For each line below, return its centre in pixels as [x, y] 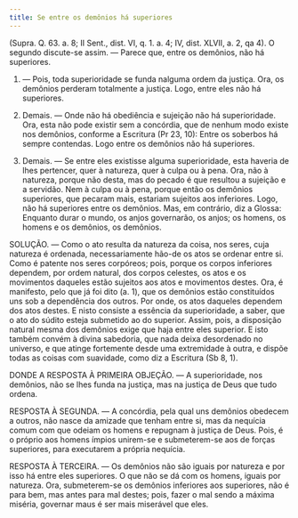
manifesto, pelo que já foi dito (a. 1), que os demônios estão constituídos [142, 291]
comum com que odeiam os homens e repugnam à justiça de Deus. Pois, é [146, 430]
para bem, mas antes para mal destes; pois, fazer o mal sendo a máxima [142, 494]
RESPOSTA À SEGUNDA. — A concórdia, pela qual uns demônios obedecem [149, 411]
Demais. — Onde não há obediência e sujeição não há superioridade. [149, 115]
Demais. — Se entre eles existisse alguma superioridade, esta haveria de [156, 160]
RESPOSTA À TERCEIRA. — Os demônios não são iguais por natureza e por [147, 466]
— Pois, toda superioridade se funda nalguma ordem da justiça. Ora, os [153, 79]
